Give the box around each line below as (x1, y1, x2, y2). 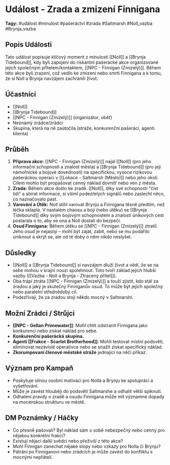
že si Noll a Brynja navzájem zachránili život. (5, 75, 98, 82)
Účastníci (5, 90, 37, 99)
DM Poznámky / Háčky (5, 414, 79, 422)
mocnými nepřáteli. (12, 454, 53, 460)
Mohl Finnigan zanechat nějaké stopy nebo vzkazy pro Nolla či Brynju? (12, 443, 161, 449)
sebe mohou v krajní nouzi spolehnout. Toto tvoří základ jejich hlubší (12, 267, 156, 274)
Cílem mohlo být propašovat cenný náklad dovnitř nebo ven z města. (12, 180, 157, 186)
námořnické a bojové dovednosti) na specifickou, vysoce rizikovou (12, 169, 152, 175)
